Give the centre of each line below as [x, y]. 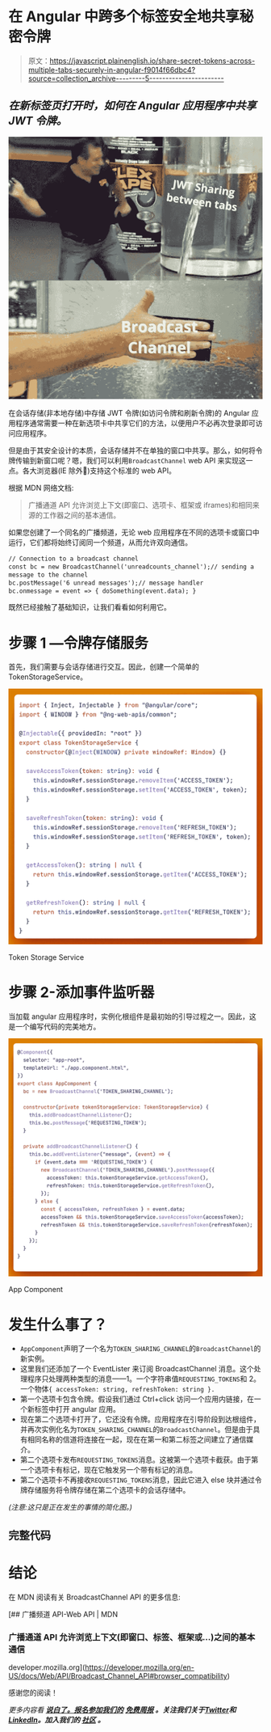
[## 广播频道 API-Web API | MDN [63, 1614]
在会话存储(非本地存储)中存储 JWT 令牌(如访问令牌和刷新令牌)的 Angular [129, 413]
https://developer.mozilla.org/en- [140, 1667]
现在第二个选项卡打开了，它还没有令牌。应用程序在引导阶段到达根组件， [140, 1419]
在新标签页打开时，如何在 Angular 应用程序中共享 [132, 106]
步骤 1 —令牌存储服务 [79, 643]
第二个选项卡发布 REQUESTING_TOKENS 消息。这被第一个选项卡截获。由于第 [139, 1460]
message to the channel [48, 575]
